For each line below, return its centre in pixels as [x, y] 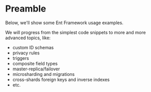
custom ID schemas [33, 47]
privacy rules [26, 53]
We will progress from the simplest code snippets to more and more [75, 32]
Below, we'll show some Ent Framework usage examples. [64, 23]
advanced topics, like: [28, 38]
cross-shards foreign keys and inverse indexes [61, 79]
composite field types [35, 63]
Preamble [26, 9]
